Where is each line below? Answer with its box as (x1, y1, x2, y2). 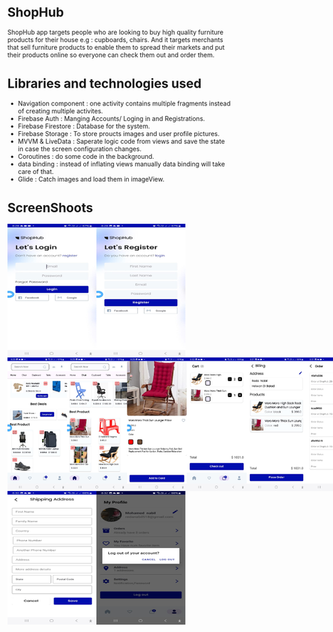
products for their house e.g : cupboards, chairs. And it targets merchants (7, 35, 223, 43)
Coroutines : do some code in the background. (17, 152, 154, 160)
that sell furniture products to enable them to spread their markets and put (7, 43, 226, 51)
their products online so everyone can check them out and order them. (7, 51, 215, 59)
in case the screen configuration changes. (17, 144, 142, 153)
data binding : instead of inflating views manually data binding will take (17, 160, 226, 168)
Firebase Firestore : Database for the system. (17, 122, 151, 130)
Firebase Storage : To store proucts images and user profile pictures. (17, 129, 220, 138)
